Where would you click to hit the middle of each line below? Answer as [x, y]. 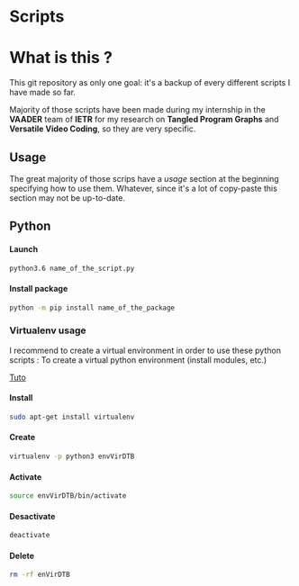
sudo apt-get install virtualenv [72, 417]
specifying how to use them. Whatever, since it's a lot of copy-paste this [143, 188]
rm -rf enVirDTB [40, 575]
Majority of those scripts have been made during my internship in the [137, 110]
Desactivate [32, 516]
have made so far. [43, 93]
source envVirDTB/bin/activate [68, 496]
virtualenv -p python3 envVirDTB [72, 456]
